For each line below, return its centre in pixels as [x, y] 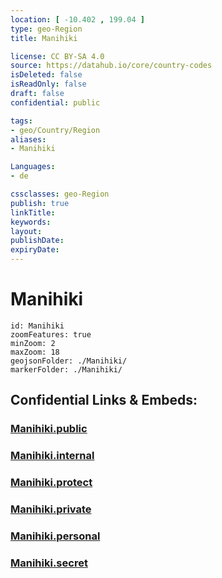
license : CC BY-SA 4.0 [57, 56]
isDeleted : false [46, 75]
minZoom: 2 [33, 343]
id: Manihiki [37, 326]
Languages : [33, 167]
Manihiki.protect [51, 483]
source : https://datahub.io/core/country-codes [111, 66]
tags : [21, 121]
